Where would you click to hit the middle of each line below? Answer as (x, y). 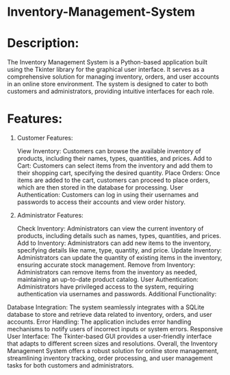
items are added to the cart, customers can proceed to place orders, (113, 180)
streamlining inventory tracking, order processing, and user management (110, 358)
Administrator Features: (50, 216)
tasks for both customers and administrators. (71, 365)
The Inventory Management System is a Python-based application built (107, 62)
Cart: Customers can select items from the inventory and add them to (115, 166)
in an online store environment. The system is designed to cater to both (108, 84)
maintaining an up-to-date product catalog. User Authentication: (107, 280)
